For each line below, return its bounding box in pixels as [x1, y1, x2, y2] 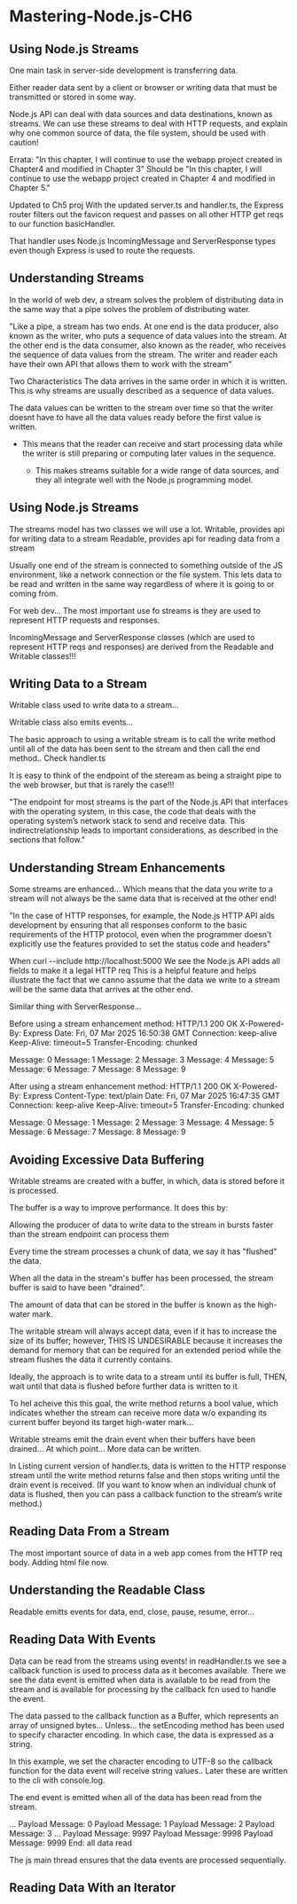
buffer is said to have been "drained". [9, 1282, 145, 1293]
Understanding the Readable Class [9, 1583, 206, 1598]
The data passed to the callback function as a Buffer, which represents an [9, 1710, 279, 1721]
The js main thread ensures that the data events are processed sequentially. [9, 1854, 286, 1865]
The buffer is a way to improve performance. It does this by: [9, 1203, 229, 1213]
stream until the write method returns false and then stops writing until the [9, 1470, 280, 1481]
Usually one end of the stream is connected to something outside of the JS [9, 560, 284, 570]
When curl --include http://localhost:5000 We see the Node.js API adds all [9, 956, 281, 967]
